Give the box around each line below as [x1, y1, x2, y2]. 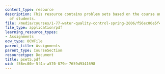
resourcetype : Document [5, 52, 54, 57]
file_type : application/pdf [5, 25, 63, 30]
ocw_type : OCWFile [5, 39, 43, 44]
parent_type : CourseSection [5, 48, 63, 53]
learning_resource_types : [5, 30, 58, 35]
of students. [9, 16, 36, 21]
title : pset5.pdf [5, 57, 41, 62]
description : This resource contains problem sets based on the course [5, 12, 155, 17]
